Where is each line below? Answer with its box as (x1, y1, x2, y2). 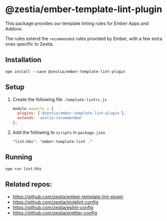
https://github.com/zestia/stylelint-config (12, 199, 99, 205)
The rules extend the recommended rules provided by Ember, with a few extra (5, 35, 163, 42)
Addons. (5, 25, 23, 31)
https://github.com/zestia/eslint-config (12, 204, 94, 210)
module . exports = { (12, 106, 54, 111)
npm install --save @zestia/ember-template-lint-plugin (5, 69, 126, 74)
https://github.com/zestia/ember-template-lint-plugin (12, 194, 124, 200)
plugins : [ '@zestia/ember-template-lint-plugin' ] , (17, 110, 127, 116)
